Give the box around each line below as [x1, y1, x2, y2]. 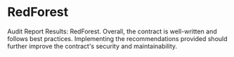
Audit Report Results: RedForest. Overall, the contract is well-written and [7, 27, 218, 35]
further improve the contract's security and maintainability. [7, 42, 178, 50]
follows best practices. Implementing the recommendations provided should [7, 34, 228, 42]
